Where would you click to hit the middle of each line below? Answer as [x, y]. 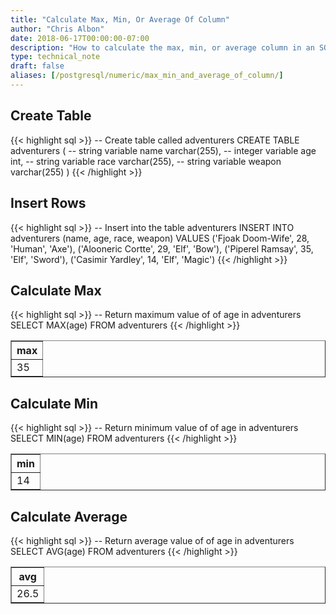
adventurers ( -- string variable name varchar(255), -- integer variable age [163, 150]
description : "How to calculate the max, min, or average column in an [162, 47]
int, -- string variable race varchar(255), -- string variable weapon [146, 161]
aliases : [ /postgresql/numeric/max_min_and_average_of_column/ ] [147, 76]
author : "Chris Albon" [57, 29]
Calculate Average [69, 516]
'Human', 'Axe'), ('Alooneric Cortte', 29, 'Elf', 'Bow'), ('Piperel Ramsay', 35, [162, 248]
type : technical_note [55, 57]
